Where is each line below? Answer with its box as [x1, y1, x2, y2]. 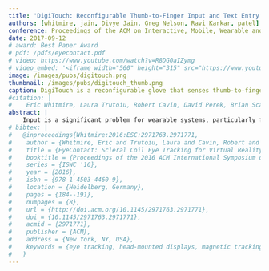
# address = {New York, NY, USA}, [8, 236, 134, 244]
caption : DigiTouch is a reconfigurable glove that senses [8, 86, 210, 95]
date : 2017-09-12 [8, 34, 66, 42]
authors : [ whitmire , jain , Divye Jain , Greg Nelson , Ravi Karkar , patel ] [8, 19, 260, 27]
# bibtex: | [8, 123, 48, 131]
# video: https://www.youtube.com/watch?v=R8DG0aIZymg [8, 57, 195, 65]
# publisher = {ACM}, [8, 228, 91, 237]
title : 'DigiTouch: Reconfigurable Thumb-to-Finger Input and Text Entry [8, 11, 260, 20]
